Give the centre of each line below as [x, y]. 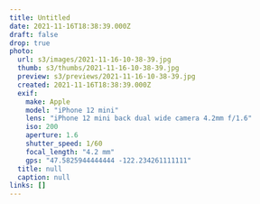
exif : [28, 93]
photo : [22, 51]
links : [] [28, 186]
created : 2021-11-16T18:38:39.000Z [84, 85]
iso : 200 [42, 127]
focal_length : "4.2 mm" [70, 152]
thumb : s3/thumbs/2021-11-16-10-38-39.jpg [98, 69]
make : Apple [48, 102]
